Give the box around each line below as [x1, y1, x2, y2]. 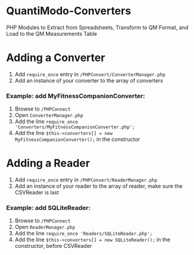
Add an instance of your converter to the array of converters [14, 77, 164, 84]
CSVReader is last [14, 189, 60, 196]
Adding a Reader [6, 156, 90, 170]
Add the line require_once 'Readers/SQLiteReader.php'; [14, 230, 153, 237]
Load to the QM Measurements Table [6, 30, 97, 37]
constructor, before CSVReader [14, 243, 92, 250]
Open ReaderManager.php [14, 223, 76, 231]
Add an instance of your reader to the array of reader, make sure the [14, 182, 183, 190]
